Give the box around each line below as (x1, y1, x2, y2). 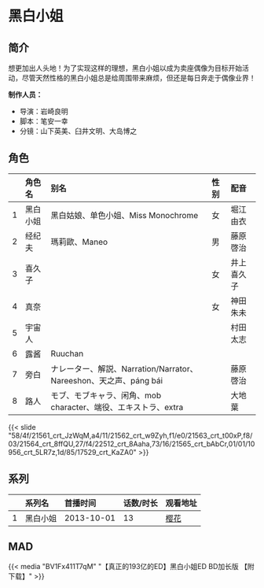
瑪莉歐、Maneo (50, 236, 108, 247)
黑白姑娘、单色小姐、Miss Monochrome (50, 209, 199, 220)
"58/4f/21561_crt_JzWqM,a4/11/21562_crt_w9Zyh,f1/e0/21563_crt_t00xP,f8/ (8, 431, 253, 440)
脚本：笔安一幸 (19, 116, 68, 126)
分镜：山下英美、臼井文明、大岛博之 (19, 127, 137, 135)
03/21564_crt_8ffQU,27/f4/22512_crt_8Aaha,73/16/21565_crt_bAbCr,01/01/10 (8, 438, 255, 449)
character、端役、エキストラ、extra (50, 401, 184, 412)
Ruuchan (50, 348, 84, 359)
